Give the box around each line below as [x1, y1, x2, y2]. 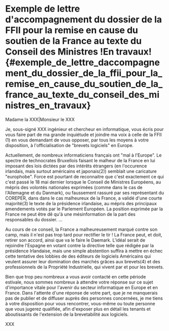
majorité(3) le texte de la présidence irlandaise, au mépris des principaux [5, 200, 157, 206]
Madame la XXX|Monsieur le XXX [5, 116, 75, 122]
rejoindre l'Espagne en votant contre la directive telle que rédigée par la [5, 242, 154, 248]
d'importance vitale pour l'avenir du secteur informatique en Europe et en [5, 284, 158, 291]
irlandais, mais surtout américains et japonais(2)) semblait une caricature [5, 168, 157, 174]
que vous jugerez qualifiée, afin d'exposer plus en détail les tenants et [5, 306, 151, 312]
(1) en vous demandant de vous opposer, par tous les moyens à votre [5, 137, 149, 143]
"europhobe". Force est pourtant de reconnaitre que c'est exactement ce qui [5, 173, 164, 179]
